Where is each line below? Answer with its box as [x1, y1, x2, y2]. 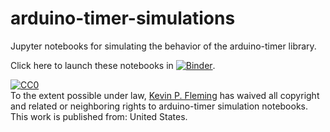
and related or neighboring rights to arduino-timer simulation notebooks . [10, 100, 309, 112]
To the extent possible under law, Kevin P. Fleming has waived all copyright [10, 89, 320, 101]
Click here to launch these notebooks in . [10, 59, 216, 71]
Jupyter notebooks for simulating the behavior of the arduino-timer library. [10, 40, 317, 52]
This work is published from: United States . [10, 110, 188, 122]
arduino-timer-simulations [10, 7, 236, 30]
